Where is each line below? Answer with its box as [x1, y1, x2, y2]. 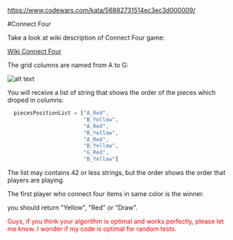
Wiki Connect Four [7, 47, 62, 55]
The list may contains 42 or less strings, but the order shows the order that [7, 168, 226, 176]
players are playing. [7, 176, 65, 184]
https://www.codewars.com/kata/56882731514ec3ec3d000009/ [7, 6, 196, 14]
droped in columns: [7, 96, 64, 104]
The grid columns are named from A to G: [7, 61, 129, 69]
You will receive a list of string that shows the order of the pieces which [7, 88, 216, 96]
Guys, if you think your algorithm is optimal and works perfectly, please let [7, 217, 225, 225]
